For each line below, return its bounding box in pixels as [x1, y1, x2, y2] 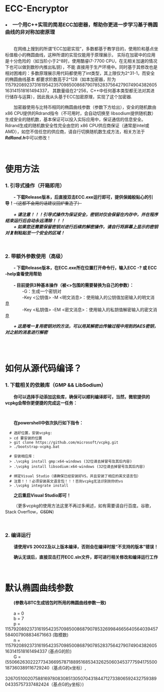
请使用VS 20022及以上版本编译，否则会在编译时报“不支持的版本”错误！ [14, 544, 159, 550]
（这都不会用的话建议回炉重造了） [14, 200, 82, 206]
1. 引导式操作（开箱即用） [5, 182, 65, 189]
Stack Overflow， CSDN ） [5, 508, 57, 514]
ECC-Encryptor [5, 3, 69, 14]
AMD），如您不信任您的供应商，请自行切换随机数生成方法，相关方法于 [5, 129, 145, 135]
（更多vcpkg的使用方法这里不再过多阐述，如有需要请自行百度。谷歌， [14, 503, 154, 508]
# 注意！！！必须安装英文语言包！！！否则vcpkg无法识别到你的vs [9, 479, 123, 484]
